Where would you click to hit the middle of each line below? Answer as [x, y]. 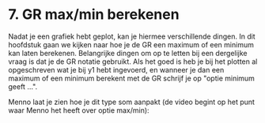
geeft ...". [23, 86]
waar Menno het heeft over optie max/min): [79, 110]
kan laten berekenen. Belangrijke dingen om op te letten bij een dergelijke [128, 53]
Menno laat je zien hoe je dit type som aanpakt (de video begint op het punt [132, 102]
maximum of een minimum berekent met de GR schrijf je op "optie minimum [132, 78]
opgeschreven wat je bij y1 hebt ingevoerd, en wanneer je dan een [116, 69]
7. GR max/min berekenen [94, 15]
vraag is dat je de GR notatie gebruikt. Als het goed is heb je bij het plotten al [133, 61]
